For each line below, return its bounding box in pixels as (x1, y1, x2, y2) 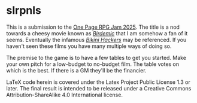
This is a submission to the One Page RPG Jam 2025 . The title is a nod (6, 23, 180, 31)
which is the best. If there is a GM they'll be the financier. (6, 66, 147, 74)
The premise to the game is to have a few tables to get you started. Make (6, 54, 187, 61)
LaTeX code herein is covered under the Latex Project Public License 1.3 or (6, 78, 190, 86)
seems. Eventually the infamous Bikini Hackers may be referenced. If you (6, 36, 187, 43)
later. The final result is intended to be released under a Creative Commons (6, 84, 192, 92)
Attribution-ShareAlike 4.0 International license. (6, 91, 123, 98)
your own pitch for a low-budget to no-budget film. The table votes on (6, 60, 180, 68)
